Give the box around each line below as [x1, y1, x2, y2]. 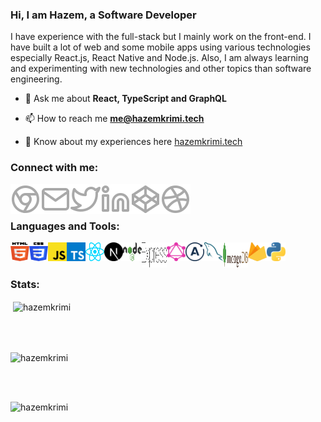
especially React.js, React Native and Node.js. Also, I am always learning [10, 52, 309, 64]
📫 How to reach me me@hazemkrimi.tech [24, 113, 205, 125]
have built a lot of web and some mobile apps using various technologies [10, 41, 311, 53]
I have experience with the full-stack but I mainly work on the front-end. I [10, 31, 312, 43]
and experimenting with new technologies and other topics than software [10, 63, 312, 75]
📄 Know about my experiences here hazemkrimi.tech [24, 136, 243, 148]
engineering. [10, 73, 63, 85]
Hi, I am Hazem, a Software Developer [10, 8, 197, 22]
